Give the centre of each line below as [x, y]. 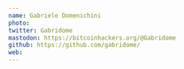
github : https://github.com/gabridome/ [74, 45]
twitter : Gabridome [41, 30]
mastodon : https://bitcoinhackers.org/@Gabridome [92, 38]
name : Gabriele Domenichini [55, 15]
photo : [19, 23]
